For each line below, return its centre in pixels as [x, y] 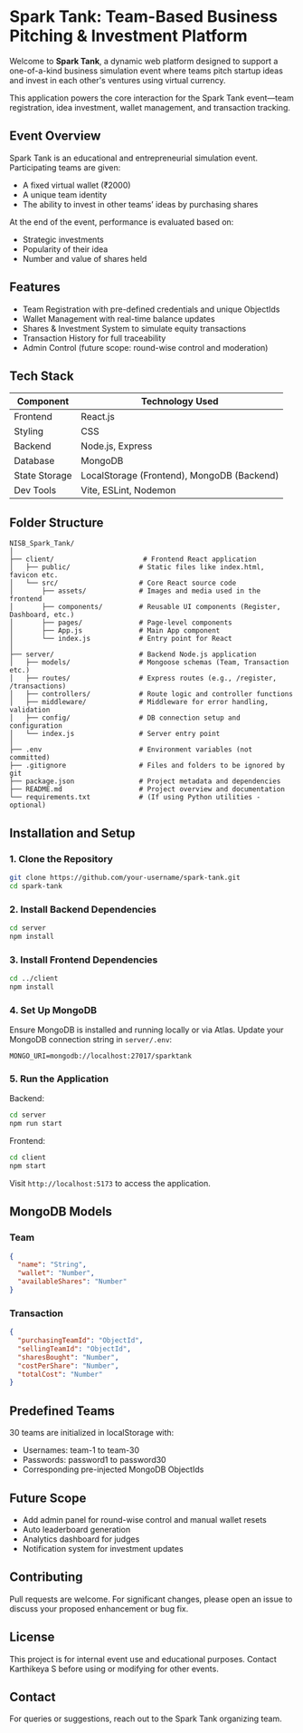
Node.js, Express [117, 446]
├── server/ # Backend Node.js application [133, 654]
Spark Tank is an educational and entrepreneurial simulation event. [134, 158]
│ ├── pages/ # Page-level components [121, 623]
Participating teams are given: [65, 167]
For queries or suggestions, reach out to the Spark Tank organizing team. [146, 1718]
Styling [28, 431]
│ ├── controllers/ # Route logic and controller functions [151, 694]
